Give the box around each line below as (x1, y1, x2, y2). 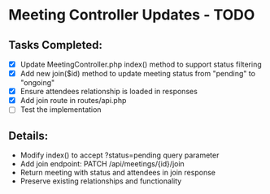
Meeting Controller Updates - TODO (8, 6, 255, 24)
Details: (8, 128, 49, 143)
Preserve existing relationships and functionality (20, 176, 182, 186)
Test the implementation (20, 105, 102, 114)
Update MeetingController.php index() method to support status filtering (20, 59, 262, 69)
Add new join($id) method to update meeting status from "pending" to (20, 69, 256, 79)
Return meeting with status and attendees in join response (20, 168, 216, 178)
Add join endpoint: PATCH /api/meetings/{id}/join (20, 159, 185, 169)
